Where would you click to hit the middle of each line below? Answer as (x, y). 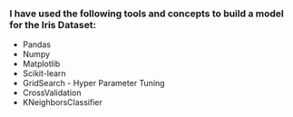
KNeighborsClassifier (62, 102)
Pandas (37, 44)
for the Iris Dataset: (53, 24)
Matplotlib (41, 64)
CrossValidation (52, 93)
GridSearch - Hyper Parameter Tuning (93, 83)
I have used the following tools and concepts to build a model (146, 14)
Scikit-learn (44, 73)
